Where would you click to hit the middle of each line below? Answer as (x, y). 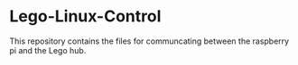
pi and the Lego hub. (48, 50)
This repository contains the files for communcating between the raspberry (149, 41)
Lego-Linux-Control (85, 16)
